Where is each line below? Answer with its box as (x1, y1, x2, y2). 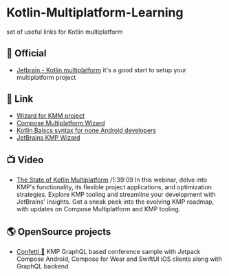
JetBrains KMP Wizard (16, 133, 80, 142)
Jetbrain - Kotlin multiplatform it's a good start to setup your (16, 65, 187, 74)
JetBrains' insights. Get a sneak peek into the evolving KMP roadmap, (16, 198, 215, 206)
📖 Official (6, 47, 47, 59)
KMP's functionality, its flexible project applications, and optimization (16, 183, 212, 191)
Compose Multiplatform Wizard (16, 118, 105, 127)
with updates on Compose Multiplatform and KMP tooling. (16, 205, 181, 213)
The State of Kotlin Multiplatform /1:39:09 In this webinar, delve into (16, 176, 208, 184)
